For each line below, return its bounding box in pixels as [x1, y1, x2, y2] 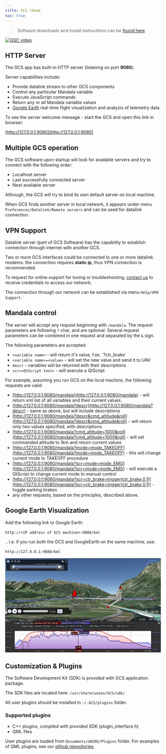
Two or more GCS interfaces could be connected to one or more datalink [5, 254, 153, 260]
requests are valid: [5, 382, 43, 388]
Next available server [12, 182, 56, 188]
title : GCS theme [5, 8, 41, 13]
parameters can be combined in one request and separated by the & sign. [5, 332, 155, 338]
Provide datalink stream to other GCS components [12, 84, 115, 90]
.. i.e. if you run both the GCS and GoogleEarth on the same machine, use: [5, 539, 156, 544]
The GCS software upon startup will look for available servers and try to [5, 157, 151, 163]
